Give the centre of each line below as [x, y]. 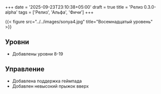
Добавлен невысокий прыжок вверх [50, 86]
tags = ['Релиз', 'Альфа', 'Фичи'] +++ [56, 12]
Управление [25, 69]
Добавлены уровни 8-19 [38, 54]
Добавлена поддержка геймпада [47, 81]
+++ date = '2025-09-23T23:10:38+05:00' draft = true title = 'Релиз [74, 7]
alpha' [11, 12]
